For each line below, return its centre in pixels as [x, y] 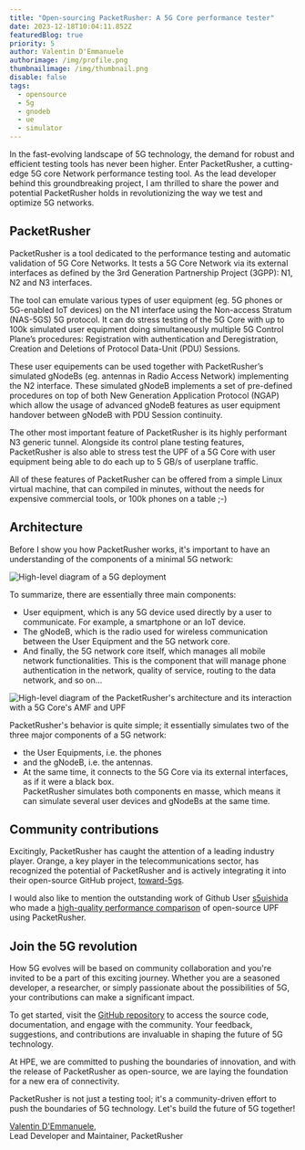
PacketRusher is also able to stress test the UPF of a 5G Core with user [142, 452]
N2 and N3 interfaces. [51, 282]
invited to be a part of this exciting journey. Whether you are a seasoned [145, 978]
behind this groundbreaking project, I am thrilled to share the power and [144, 183]
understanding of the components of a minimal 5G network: [122, 559]
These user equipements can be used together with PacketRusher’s [137, 366]
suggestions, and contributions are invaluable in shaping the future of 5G [147, 1035]
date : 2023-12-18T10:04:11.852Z [71, 26]
